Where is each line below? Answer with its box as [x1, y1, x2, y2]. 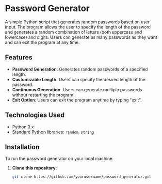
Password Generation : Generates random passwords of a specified [12, 66, 148, 72]
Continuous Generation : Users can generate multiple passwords [12, 86, 142, 92]
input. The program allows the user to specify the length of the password [5, 24, 151, 29]
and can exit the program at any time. [5, 39, 80, 45]
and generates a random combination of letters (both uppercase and [5, 29, 142, 35]
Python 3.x [12, 124, 34, 129]
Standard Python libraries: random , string [12, 129, 94, 135]
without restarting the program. [12, 92, 75, 98]
